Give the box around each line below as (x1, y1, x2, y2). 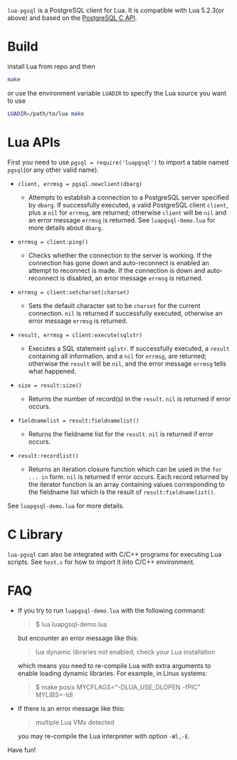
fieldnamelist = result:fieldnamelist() (17, 417, 139, 424)
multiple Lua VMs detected (35, 718, 115, 726)
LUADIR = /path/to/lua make (7, 110, 84, 117)
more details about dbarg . (28, 223, 103, 232)
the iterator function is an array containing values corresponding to (28, 480, 226, 488)
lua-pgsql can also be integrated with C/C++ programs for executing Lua (7, 550, 222, 558)
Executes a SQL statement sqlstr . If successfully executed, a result (28, 344, 230, 352)
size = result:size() (17, 381, 82, 389)
